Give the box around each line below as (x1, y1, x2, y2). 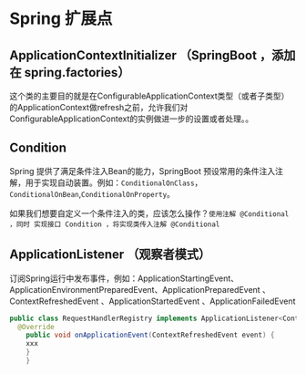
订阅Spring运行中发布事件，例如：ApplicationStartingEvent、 (9, 273, 240, 284)
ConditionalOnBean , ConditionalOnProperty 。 (9, 188, 176, 199)
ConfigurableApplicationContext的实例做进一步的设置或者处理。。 (9, 113, 254, 124)
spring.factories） (24, 65, 130, 80)
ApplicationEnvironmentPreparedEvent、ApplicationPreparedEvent (9, 284, 261, 295)
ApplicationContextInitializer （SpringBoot (9, 47, 258, 63)
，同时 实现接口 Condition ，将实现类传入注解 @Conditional (9, 220, 220, 229)
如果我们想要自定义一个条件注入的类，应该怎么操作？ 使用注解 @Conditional (9, 207, 290, 219)
